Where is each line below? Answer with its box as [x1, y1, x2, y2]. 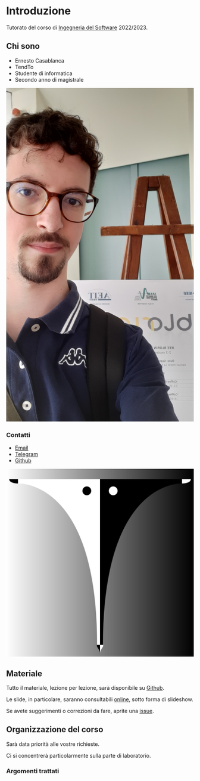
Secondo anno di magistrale [14, 76, 84, 83]
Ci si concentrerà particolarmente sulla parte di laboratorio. [6, 752, 151, 759]
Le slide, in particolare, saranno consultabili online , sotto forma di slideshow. [6, 696, 193, 703]
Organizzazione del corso [6, 724, 104, 734]
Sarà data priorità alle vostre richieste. [6, 740, 100, 748]
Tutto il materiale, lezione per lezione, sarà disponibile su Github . [6, 684, 165, 691]
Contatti [6, 430, 31, 439]
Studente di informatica [14, 70, 73, 77]
